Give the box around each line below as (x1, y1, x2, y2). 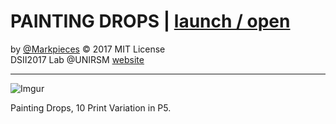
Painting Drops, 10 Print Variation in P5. (10, 101, 172, 114)
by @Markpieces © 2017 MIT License (10, 43, 166, 55)
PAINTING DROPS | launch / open (10, 10, 291, 33)
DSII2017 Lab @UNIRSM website (10, 53, 145, 65)
